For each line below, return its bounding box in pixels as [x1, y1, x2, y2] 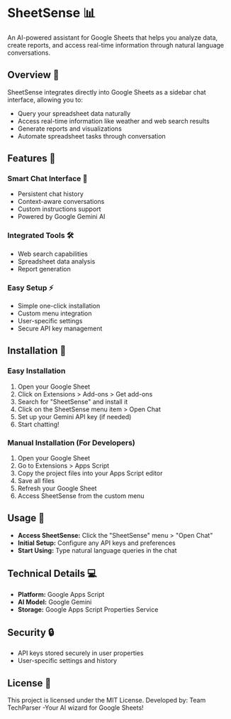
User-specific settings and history [17, 656, 118, 665]
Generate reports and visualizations [17, 124, 122, 133]
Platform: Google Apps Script [17, 590, 105, 598]
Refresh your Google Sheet [17, 484, 97, 493]
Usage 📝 [7, 512, 45, 524]
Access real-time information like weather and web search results [17, 117, 210, 125]
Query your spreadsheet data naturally [17, 109, 131, 117]
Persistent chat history [17, 190, 84, 198]
